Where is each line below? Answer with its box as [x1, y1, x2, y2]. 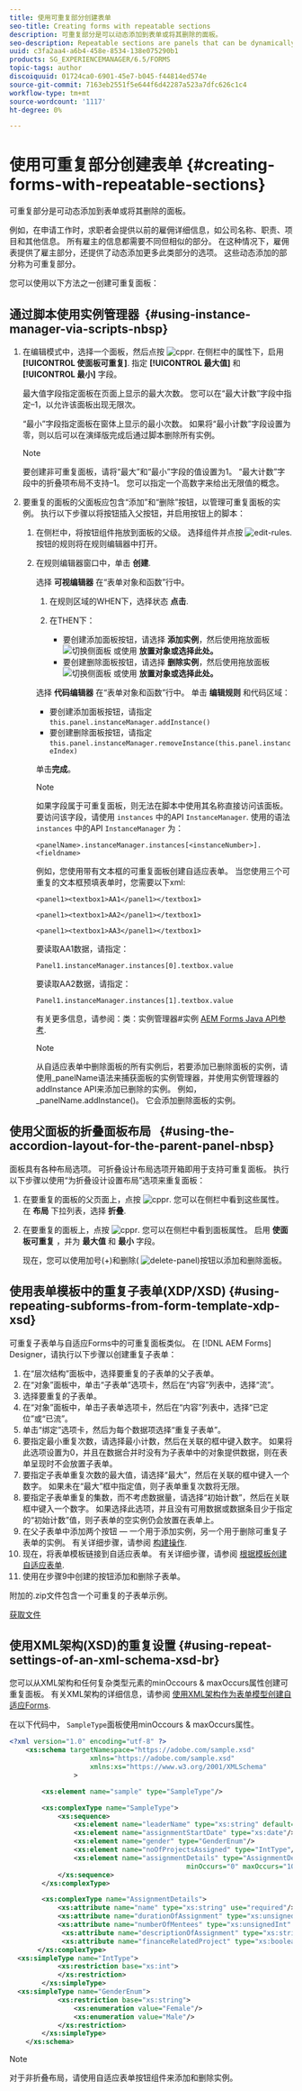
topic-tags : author [9, 64, 83, 73]
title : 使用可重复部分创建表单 [9, 13, 111, 23]
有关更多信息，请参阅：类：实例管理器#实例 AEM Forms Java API [35, 1013, 279, 1024]
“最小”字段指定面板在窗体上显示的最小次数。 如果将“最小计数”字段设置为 [22, 418, 291, 429]
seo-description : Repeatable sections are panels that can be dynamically [9, 38, 296, 48]
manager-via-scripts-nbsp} [9, 321, 169, 336]
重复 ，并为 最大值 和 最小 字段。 [38, 1236, 160, 1246]
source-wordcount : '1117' [9, 96, 106, 106]
